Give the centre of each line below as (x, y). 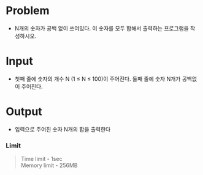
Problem (28, 11)
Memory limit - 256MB (49, 165)
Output (24, 112)
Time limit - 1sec (41, 159)
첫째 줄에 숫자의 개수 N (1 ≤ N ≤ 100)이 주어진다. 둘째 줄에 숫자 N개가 (98, 79)
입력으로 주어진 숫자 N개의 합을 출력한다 (63, 129)
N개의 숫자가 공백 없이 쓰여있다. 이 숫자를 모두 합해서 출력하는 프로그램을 (102, 28)
